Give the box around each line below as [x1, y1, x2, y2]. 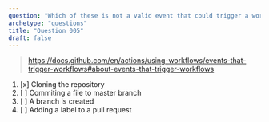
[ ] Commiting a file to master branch [19, 89, 142, 98]
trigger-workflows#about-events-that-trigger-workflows [27, 65, 215, 74]
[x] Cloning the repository [19, 80, 106, 89]
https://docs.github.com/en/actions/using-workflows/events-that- [27, 56, 247, 65]
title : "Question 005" [8, 26, 84, 34]
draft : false [8, 33, 52, 42]
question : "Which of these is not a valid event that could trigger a [8, 11, 249, 20]
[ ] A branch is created [19, 96, 94, 106]
